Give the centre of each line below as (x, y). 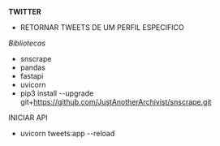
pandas (33, 67)
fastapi (32, 76)
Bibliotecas (27, 43)
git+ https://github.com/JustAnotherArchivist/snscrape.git (116, 102)
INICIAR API (28, 118)
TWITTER (25, 12)
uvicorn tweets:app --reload (67, 133)
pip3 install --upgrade (57, 93)
